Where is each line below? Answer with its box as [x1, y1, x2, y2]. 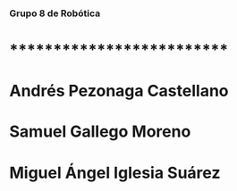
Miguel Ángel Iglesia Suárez [9, 162, 221, 183]
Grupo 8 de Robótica [9, 7, 101, 20]
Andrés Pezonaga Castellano [9, 81, 229, 101]
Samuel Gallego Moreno [9, 121, 191, 142]
